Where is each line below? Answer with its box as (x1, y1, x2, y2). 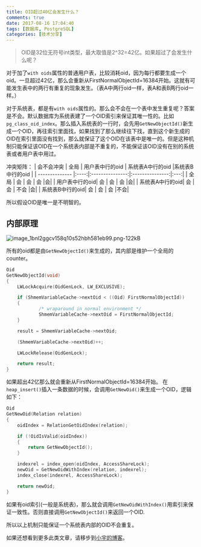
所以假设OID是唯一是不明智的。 (6, 199, 85, 206)
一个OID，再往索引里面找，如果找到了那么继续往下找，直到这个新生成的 (11, 128, 190, 135)
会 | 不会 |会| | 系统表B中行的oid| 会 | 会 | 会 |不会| (6, 186, 129, 193)
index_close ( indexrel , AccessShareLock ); (17, 472, 123, 479)
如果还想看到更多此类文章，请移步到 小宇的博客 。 (6, 534, 128, 541)
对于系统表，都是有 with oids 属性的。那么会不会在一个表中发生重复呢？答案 (6, 105, 195, 112)
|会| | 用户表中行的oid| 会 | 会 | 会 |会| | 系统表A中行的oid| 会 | (43, 178, 195, 185)
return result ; (17, 361, 56, 367)
